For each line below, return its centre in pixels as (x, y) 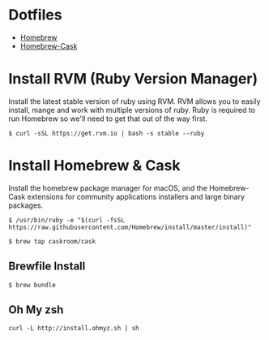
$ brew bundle (32, 285)
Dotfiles (35, 15)
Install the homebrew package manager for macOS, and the (108, 187)
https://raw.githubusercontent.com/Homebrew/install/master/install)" (130, 227)
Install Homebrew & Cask (94, 166)
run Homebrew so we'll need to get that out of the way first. (108, 118)
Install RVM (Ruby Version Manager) (133, 79)
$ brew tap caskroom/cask (52, 241)
